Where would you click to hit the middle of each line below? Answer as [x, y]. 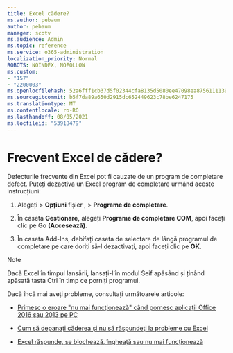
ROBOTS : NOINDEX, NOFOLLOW [46, 65]
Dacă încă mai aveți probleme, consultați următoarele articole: [96, 294]
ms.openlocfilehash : [37, 91]
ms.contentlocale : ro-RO [43, 110]
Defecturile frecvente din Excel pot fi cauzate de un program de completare [115, 177]
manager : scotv [29, 33]
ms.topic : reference [37, 46]
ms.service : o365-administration [55, 53]
